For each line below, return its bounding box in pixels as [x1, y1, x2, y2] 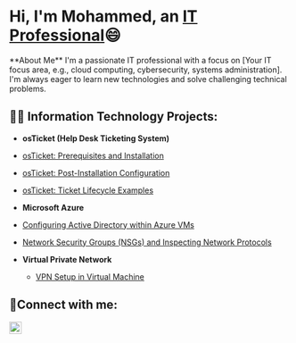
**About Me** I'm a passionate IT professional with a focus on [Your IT [9, 54, 272, 65]
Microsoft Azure [21, 202, 85, 213]
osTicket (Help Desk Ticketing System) [21, 132, 170, 144]
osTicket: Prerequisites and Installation [21, 150, 165, 161]
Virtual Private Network [21, 254, 112, 264]
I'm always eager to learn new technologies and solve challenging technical [9, 73, 287, 84]
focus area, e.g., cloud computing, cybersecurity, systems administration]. [9, 64, 283, 75]
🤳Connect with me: [9, 297, 118, 313]
